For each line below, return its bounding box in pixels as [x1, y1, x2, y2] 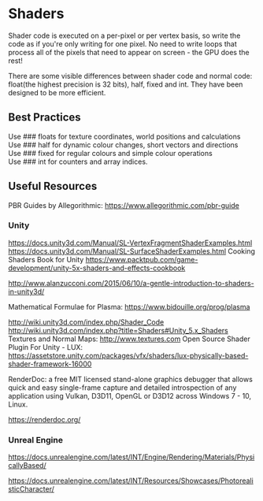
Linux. [8, 399, 28, 409]
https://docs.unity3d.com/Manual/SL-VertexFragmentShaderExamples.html [8, 238, 253, 247]
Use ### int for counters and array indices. [8, 157, 148, 166]
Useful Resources [8, 180, 98, 193]
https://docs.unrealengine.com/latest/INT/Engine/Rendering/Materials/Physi [8, 452, 255, 462]
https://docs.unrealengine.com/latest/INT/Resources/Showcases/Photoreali [8, 476, 254, 485]
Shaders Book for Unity [8, 254, 84, 264]
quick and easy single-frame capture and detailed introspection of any [8, 383, 237, 392]
